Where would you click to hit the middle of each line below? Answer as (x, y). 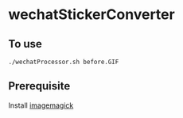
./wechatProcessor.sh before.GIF (64, 62)
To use (25, 44)
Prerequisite (39, 86)
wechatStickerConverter (91, 15)
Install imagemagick (41, 105)
